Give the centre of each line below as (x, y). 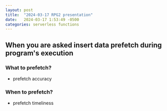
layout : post (19, 10)
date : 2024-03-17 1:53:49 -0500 (42, 19)
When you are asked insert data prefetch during (83, 45)
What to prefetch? (29, 68)
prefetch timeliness (33, 103)
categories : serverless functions (42, 24)
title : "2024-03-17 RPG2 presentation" (49, 15)
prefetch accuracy (32, 79)
